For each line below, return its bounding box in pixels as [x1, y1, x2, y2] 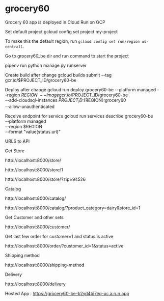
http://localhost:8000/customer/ [5, 224, 70, 230]
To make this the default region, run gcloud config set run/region [5, 38, 140, 44]
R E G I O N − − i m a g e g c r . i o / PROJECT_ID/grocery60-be [21, 92, 128, 98]
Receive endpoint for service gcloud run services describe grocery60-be [5, 113, 153, 119]
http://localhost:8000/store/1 [5, 166, 63, 172]
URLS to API [5, 138, 30, 144]
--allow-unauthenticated [5, 104, 55, 109]
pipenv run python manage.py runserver [5, 62, 87, 68]
